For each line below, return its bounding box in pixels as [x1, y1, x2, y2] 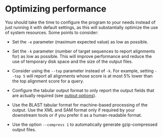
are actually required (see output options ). [12, 93, 97, 98]
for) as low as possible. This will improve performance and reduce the [12, 53, 152, 59]
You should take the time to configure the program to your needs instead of [5, 19, 156, 25]
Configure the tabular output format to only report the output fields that [12, 87, 154, 93]
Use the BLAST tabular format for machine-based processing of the [12, 102, 148, 108]
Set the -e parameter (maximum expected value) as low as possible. [12, 39, 148, 44]
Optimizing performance [5, 3, 107, 14]
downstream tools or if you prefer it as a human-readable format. [12, 112, 142, 118]
